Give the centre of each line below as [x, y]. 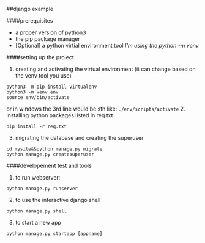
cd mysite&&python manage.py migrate [54, 149]
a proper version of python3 [51, 32]
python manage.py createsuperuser [50, 154]
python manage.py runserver [42, 189]
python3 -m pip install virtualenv [52, 87]
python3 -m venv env [33, 92]
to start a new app [38, 223]
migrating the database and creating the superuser [79, 138]
